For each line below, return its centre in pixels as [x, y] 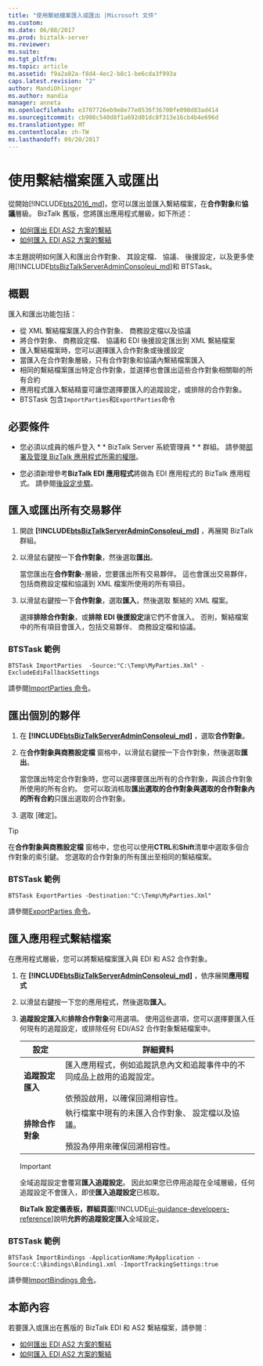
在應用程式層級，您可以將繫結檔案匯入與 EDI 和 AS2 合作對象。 [110, 959]
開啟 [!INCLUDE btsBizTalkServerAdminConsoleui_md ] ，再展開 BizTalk [136, 530]
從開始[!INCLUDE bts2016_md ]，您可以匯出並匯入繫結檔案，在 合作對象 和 [125, 204]
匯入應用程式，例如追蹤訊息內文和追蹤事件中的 [151, 1065]
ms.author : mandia [38, 96]
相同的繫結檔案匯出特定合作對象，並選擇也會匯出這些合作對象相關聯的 [133, 370]
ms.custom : [26, 23]
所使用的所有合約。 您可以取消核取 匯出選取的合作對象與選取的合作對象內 [137, 789]
